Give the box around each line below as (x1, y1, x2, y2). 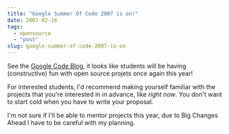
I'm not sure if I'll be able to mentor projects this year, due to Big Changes (7, 111, 219, 119)
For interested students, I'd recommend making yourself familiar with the (7, 83, 216, 91)
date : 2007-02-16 (7, 17, 58, 24)
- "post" (13, 36, 39, 43)
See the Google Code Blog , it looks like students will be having (7, 62, 187, 70)
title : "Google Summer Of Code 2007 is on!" (7, 10, 139, 17)
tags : (7, 23, 23, 30)
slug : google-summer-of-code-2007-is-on (7, 43, 127, 50)
